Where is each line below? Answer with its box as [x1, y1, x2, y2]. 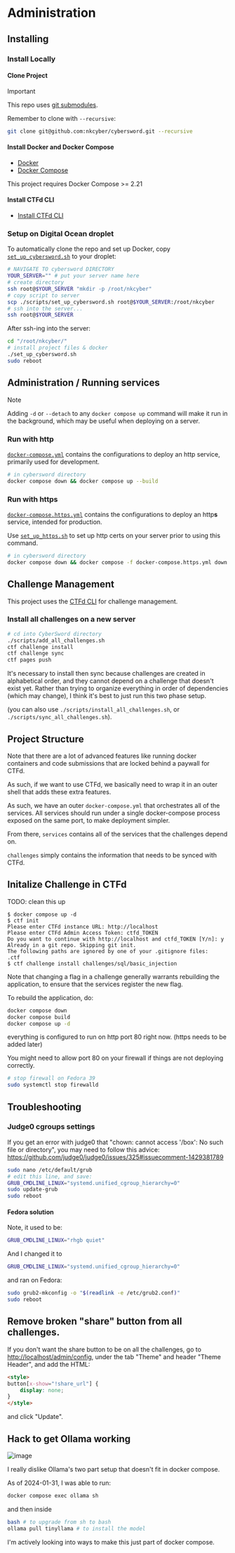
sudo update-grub [7, 1186, 58, 1193]
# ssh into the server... [7, 305, 83, 312]
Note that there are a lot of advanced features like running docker [7, 752, 197, 760]
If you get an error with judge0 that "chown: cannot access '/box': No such [7, 1138, 224, 1146]
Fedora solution [7, 1207, 54, 1216]
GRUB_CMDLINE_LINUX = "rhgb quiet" [7, 1237, 105, 1244]
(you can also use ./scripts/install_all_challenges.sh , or [7, 705, 180, 714]
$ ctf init [7, 917, 39, 924]
